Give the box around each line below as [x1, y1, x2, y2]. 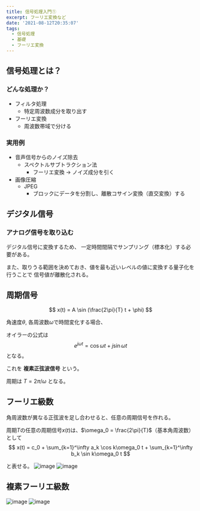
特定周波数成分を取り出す [23, 107, 87, 114]
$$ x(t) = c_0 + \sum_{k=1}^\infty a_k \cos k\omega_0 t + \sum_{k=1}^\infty [8, 443, 193, 451]
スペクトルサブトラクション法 [23, 161, 98, 168]
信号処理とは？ [6, 66, 62, 76]
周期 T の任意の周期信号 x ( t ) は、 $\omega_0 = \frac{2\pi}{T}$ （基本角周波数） [6, 426, 195, 434]
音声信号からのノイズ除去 [14, 153, 78, 160]
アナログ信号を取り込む [6, 229, 74, 237]
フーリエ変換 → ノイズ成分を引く [32, 168, 115, 175]
